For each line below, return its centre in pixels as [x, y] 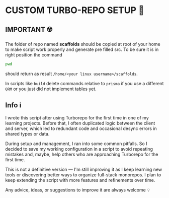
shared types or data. [27, 134]
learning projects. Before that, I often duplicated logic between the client [80, 123]
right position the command [34, 55]
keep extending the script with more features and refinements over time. [80, 180]
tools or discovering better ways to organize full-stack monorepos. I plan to [83, 175]
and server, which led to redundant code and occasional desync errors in [81, 128]
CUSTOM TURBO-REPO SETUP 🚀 [75, 10]
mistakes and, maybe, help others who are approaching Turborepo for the [82, 154]
